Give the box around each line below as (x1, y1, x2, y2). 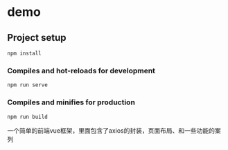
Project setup (7, 32, 67, 44)
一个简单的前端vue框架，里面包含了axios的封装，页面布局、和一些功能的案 (7, 126, 221, 135)
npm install (7, 50, 42, 57)
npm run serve (7, 82, 49, 88)
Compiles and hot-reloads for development (7, 66, 156, 75)
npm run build (7, 113, 49, 120)
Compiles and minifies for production (7, 97, 135, 107)
